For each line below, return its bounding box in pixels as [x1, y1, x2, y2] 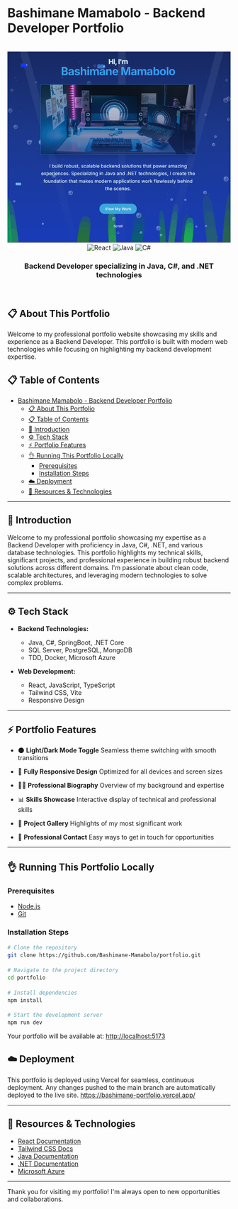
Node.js [17, 902, 41, 910]
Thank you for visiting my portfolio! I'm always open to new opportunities [7, 1187, 221, 1196]
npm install [7, 996, 42, 1004]
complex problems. [7, 578, 64, 586]
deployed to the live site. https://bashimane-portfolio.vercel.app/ [7, 1091, 196, 1099]
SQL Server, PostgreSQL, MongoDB [28, 645, 132, 654]
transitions [17, 754, 49, 762]
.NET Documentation [17, 1159, 79, 1168]
